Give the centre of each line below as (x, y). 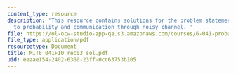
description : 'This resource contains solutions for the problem (105, 20)
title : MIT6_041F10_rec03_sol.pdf (58, 54)
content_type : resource (42, 14)
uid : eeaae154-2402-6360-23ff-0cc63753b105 (72, 60)
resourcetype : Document (42, 47)
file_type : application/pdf (48, 40)
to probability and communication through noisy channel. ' (103, 27)
